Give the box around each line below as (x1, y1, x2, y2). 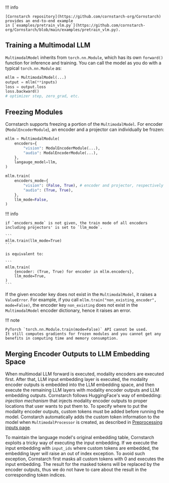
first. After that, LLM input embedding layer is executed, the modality (5, 376, 148, 382)
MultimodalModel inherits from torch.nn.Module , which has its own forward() (5, 54, 163, 60)
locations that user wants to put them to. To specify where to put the (5, 403, 148, 409)
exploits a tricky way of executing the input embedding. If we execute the (5, 440, 158, 446)
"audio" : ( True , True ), (23, 187, 73, 192)
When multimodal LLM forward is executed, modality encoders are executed (5, 371, 164, 377)
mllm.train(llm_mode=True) (5, 238, 62, 244)
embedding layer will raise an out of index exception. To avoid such (5, 451, 145, 457)
